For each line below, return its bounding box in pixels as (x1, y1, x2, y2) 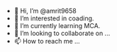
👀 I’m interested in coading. (13, 14, 94, 22)
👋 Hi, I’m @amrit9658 (13, 7, 77, 15)
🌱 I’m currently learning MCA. (13, 22, 101, 30)
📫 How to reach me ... (13, 37, 80, 45)
